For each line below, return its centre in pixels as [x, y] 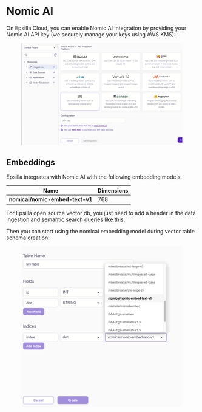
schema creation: [28, 238]
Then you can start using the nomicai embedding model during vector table [101, 231]
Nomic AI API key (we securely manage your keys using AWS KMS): [91, 34]
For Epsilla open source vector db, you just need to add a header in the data [101, 213]
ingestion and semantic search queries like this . [66, 219]
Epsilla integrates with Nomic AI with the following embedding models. [94, 177]
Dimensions [113, 190]
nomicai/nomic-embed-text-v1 [51, 199]
